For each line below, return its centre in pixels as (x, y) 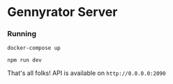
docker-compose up (34, 48)
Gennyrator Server (62, 12)
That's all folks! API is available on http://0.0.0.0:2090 (86, 73)
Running (22, 34)
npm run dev (24, 60)
